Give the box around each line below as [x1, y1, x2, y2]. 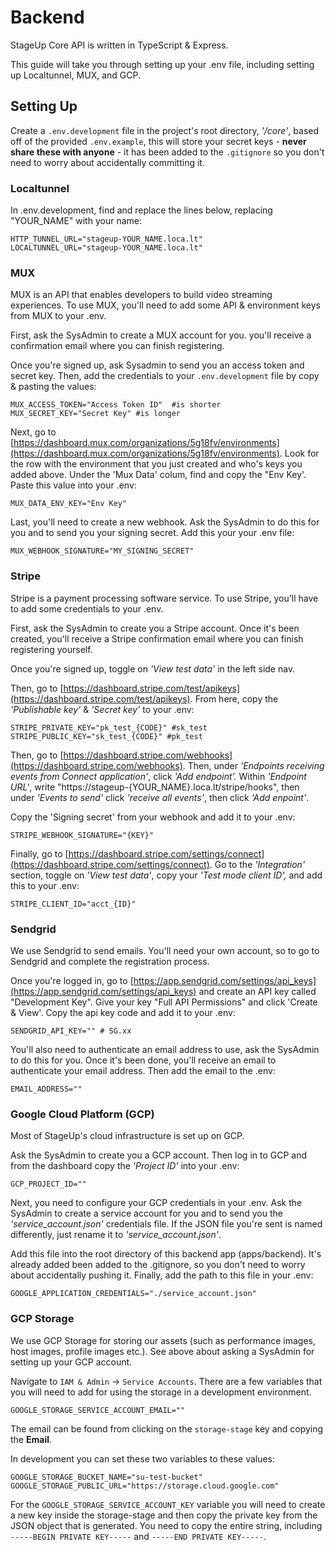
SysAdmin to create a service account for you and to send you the [10, 1207, 283, 1220]
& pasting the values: [10, 381, 97, 393]
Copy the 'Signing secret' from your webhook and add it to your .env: [10, 811, 296, 823]
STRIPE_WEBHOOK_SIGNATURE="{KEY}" [10, 830, 155, 840]
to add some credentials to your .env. [10, 602, 164, 615]
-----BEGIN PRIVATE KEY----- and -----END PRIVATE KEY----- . [10, 1530, 267, 1542]
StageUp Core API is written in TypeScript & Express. [10, 39, 229, 51]
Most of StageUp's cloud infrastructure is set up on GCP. [10, 1130, 245, 1142]
